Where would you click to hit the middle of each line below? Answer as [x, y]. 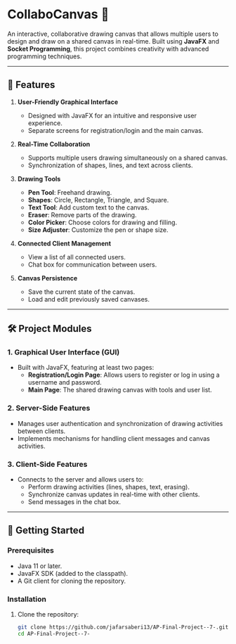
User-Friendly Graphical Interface [68, 102]
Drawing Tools [39, 179]
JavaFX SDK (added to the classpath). [73, 573]
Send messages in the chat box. [74, 502]
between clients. [41, 431]
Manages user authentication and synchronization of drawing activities [120, 423]
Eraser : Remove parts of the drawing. [82, 214]
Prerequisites [31, 550]
